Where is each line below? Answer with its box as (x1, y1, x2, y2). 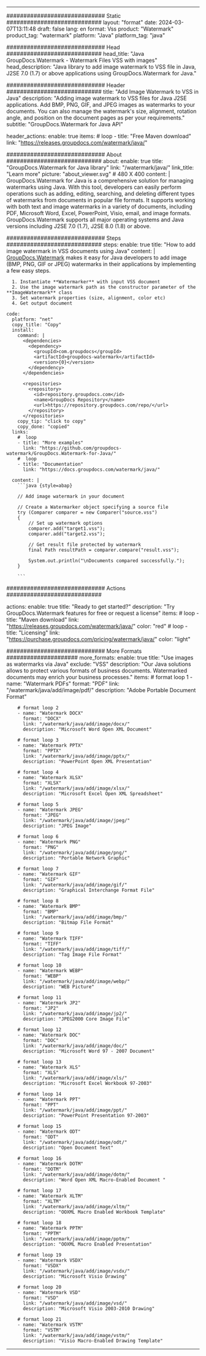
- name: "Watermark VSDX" (17, 1257, 84, 1263)
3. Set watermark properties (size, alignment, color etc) (12, 295, 166, 301)
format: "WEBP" (22, 973, 62, 979)
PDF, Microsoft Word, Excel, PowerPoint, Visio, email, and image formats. (6, 210, 191, 216)
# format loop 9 (17, 930, 59, 936)
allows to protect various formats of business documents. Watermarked (6, 667, 188, 674)
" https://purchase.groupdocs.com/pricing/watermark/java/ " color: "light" (6, 636, 191, 642)
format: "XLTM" (22, 1198, 62, 1205)
